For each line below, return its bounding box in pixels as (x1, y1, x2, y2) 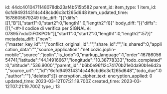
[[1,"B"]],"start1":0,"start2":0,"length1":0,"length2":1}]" (5, 20, 115, 26)
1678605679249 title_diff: (5, 15, 58, 20)
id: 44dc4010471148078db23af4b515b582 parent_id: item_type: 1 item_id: (5, 4, 157, 10)
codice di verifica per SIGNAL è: (24, 25, 91, 31)
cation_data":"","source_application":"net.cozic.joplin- (5, 47, 116, 52)
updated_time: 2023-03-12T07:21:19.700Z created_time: (5, 78, 121, 84)
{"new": (35, 36, 52, 42)
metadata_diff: (5, 36, 35, 42)
